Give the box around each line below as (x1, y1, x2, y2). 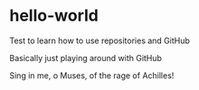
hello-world (9, 5, 99, 26)
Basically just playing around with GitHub (9, 52, 163, 63)
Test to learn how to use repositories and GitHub (9, 35, 190, 46)
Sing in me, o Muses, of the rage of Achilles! (9, 69, 175, 81)
